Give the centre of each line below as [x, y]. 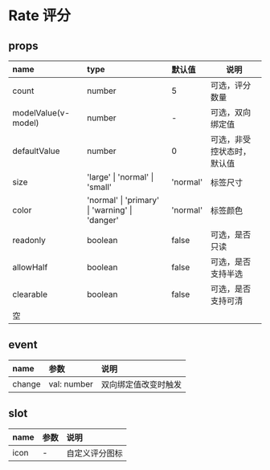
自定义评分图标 [94, 453]
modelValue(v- [41, 113]
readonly [29, 240]
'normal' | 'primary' [123, 200]
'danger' [103, 220]
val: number [71, 383]
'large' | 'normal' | [121, 177]
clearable [30, 294]
